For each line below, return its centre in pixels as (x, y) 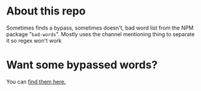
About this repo (46, 11)
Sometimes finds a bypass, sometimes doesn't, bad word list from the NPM (100, 28)
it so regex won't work (34, 40)
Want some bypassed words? (82, 65)
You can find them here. (36, 81)
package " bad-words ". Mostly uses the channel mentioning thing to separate (101, 34)
